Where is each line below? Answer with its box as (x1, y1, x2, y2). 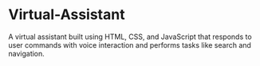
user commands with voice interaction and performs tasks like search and (8, 40, 251, 49)
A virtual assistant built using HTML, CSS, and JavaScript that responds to (8, 32, 253, 41)
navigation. (8, 49, 45, 58)
